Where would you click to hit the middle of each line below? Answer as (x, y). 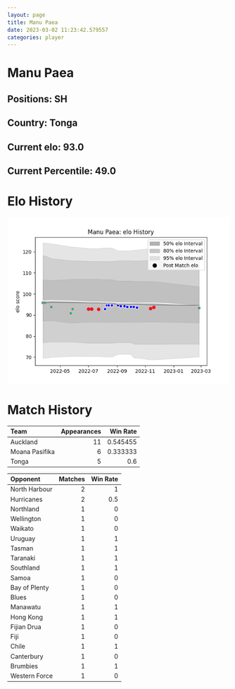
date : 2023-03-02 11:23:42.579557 (58, 30)
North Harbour (31, 489)
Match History (50, 410)
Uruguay (23, 538)
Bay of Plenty (30, 587)
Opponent (25, 479)
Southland (25, 568)
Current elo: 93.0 (46, 147)
